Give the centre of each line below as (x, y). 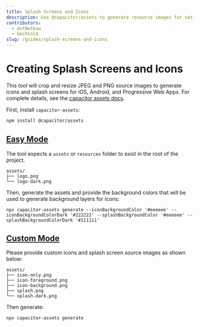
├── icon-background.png (37, 286)
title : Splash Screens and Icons (48, 12)
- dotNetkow (26, 28)
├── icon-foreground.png (37, 280)
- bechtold (25, 34)
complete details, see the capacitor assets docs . (65, 98)
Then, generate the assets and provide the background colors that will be (96, 192)
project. (16, 160)
